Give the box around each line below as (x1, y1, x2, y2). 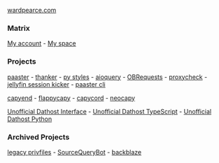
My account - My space (7, 39, 76, 48)
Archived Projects (7, 132, 70, 142)
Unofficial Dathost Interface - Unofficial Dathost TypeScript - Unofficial (7, 107, 212, 115)
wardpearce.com (7, 6, 57, 14)
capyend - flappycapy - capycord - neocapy (7, 94, 135, 102)
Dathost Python (7, 115, 52, 123)
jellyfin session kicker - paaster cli (7, 80, 106, 88)
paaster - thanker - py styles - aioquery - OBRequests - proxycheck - (7, 73, 208, 81)
